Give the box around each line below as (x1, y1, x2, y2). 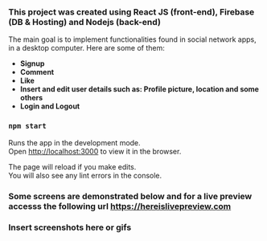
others (19, 93, 43, 103)
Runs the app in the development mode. (8, 137, 141, 147)
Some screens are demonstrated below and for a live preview (8, 190, 253, 202)
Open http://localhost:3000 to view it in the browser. (8, 146, 182, 156)
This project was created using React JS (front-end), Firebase (8, 6, 255, 18)
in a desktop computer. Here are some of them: (8, 43, 165, 53)
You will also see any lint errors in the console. (8, 170, 162, 180)
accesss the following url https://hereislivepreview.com (8, 200, 232, 211)
